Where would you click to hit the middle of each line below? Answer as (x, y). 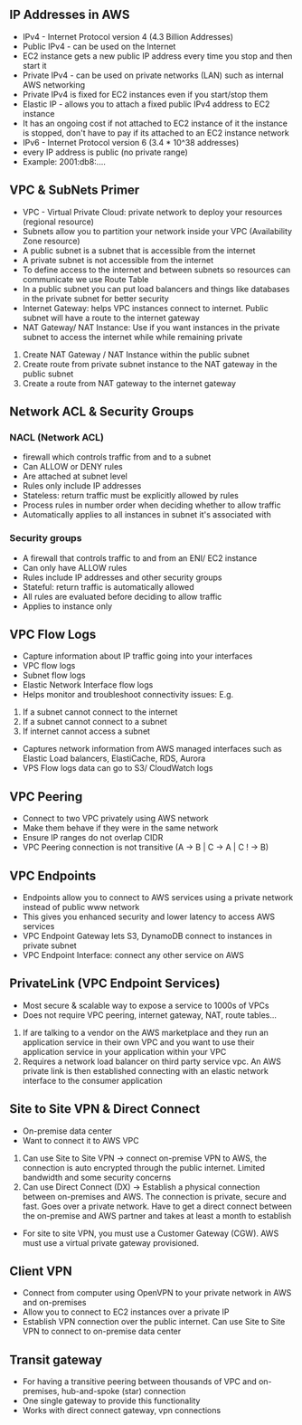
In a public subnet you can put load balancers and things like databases (156, 289)
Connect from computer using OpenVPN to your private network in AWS (157, 1293)
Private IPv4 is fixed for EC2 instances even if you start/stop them (145, 94)
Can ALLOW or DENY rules (73, 467)
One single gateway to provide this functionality (111, 1401)
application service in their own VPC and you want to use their (138, 1042)
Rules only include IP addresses (82, 486)
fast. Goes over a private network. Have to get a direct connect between (157, 1206)
